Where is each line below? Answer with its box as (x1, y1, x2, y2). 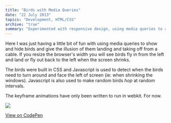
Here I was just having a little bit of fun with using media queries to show (5, 40, 158, 46)
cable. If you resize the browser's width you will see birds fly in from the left (5, 52, 164, 58)
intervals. (5, 83, 25, 89)
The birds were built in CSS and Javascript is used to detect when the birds (5, 67, 163, 73)
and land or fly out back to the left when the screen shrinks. (5, 57, 131, 63)
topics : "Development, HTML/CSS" (5, 17, 76, 22)
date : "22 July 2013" (5, 12, 51, 17)
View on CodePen (5, 112, 43, 118)
